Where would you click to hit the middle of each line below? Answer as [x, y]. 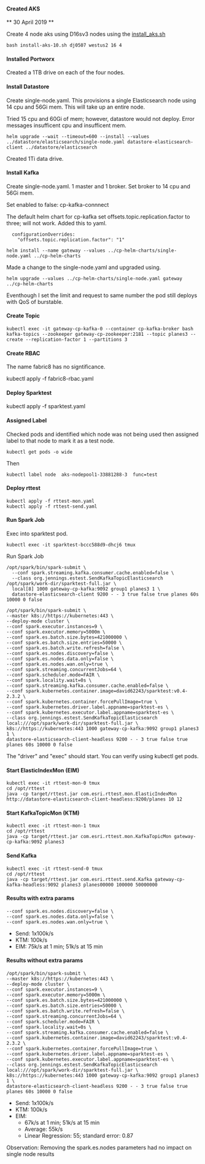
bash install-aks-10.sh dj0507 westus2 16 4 [64, 45]
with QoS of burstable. [35, 301]
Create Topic [23, 316]
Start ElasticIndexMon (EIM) [43, 770]
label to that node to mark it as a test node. [60, 440]
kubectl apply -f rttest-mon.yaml [51, 501]
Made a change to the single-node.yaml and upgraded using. [84, 267]
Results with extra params [41, 898]
